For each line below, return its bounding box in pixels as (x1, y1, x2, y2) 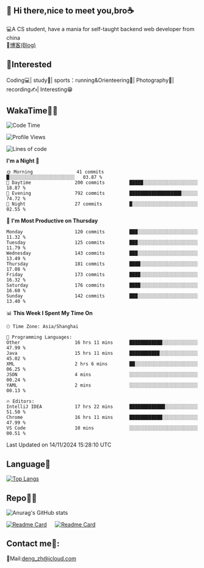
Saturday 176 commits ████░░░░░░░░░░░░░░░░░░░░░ (6, 282, 199, 289)
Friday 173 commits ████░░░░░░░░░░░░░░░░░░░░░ (6, 272, 199, 278)
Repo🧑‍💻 (6, 493, 37, 503)
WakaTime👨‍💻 (6, 106, 58, 116)
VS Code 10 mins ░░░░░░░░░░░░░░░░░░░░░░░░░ (6, 425, 199, 431)
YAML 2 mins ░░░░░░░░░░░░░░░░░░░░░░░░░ (6, 382, 199, 388)
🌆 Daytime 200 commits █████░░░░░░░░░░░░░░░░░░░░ (6, 180, 199, 186)
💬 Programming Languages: (6, 334, 72, 341)
